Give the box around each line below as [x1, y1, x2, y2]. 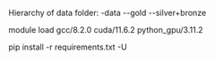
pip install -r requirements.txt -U [8, 42, 127, 52]
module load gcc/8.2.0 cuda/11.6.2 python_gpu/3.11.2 [8, 25, 203, 34]
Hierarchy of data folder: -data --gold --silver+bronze [8, 8, 207, 18]
